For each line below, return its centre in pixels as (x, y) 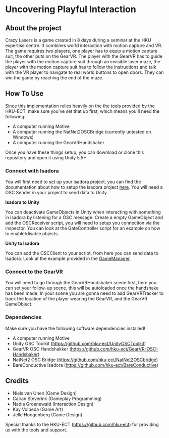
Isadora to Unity (22, 202)
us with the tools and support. (36, 430)
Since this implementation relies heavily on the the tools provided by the (80, 106)
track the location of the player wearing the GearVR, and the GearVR (76, 299)
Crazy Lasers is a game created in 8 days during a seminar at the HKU (78, 40)
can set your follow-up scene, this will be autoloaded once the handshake (82, 288)
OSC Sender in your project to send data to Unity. (57, 193)
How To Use (24, 94)
